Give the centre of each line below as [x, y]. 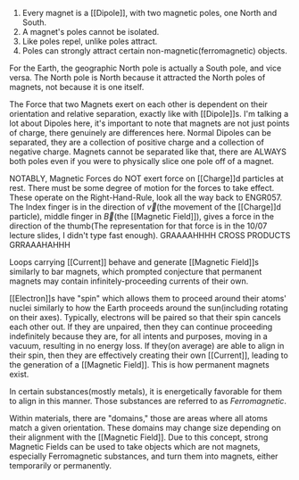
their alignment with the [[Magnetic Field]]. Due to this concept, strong [139, 437]
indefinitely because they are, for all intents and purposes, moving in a [138, 336]
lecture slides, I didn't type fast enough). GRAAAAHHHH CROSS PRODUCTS [150, 235]
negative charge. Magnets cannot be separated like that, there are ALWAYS [148, 152]
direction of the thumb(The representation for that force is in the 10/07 [138, 226]
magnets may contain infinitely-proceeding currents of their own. [129, 281]
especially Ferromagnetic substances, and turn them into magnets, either [144, 456]
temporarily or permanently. [61, 466]
